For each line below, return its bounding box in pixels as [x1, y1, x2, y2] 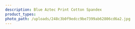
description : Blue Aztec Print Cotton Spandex [5, 7, 102, 12]
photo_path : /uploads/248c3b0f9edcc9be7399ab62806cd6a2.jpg [5, 16, 131, 21]
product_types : [5, 12, 36, 17]
